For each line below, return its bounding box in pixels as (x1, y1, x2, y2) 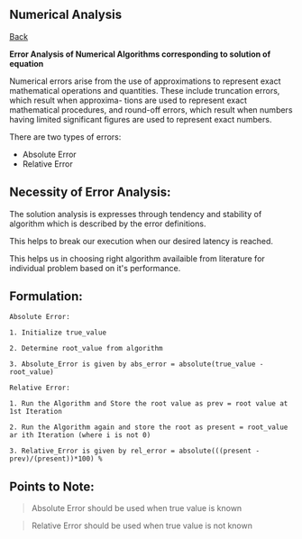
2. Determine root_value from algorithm (9, 344, 164, 353)
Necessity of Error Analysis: (9, 185, 171, 200)
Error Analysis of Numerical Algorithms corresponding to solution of (9, 49, 271, 59)
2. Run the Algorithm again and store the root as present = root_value (9, 423, 288, 432)
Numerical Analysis (9, 7, 123, 23)
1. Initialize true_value (9, 328, 106, 337)
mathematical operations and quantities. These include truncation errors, (9, 85, 280, 96)
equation (9, 58, 44, 69)
